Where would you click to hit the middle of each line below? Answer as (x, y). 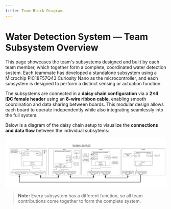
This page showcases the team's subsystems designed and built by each (82, 62)
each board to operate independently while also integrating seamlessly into (84, 109)
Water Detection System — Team (77, 37)
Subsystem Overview (52, 47)
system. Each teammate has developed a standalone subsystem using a (81, 73)
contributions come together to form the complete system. (79, 201)
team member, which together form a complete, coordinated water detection (86, 67)
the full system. (21, 115)
